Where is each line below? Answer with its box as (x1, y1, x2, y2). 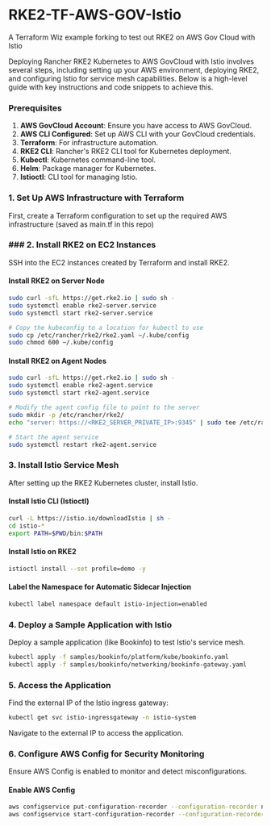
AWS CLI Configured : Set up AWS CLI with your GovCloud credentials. (19, 129, 256, 139)
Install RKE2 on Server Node (8, 276, 105, 286)
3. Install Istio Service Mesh (8, 460, 119, 471)
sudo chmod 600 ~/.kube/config (8, 339, 114, 347)
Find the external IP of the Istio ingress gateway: (8, 698, 169, 707)
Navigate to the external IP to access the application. (8, 728, 184, 737)
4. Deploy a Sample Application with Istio (8, 619, 173, 630)
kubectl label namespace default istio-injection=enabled (8, 599, 207, 608)
